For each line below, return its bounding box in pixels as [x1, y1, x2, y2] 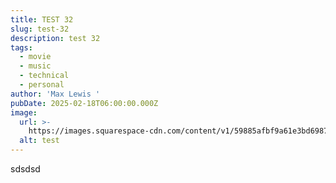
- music [19, 61, 52, 71]
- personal [19, 80, 65, 90]
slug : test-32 [10, 24, 70, 34]
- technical [19, 71, 70, 81]
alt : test [19, 136, 60, 146]
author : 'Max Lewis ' [10, 89, 101, 99]
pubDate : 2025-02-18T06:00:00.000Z [10, 98, 159, 108]
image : [10, 107, 38, 118]
